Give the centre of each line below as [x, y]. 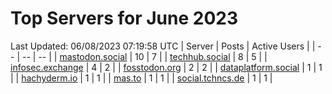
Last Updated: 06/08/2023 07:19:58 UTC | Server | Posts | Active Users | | [163, 46]
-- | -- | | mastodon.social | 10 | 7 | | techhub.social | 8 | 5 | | [144, 56]
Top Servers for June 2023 [124, 18]
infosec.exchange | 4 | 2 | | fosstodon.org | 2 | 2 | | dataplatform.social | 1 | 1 [166, 67]
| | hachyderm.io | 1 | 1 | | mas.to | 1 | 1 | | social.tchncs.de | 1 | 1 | [141, 78]
